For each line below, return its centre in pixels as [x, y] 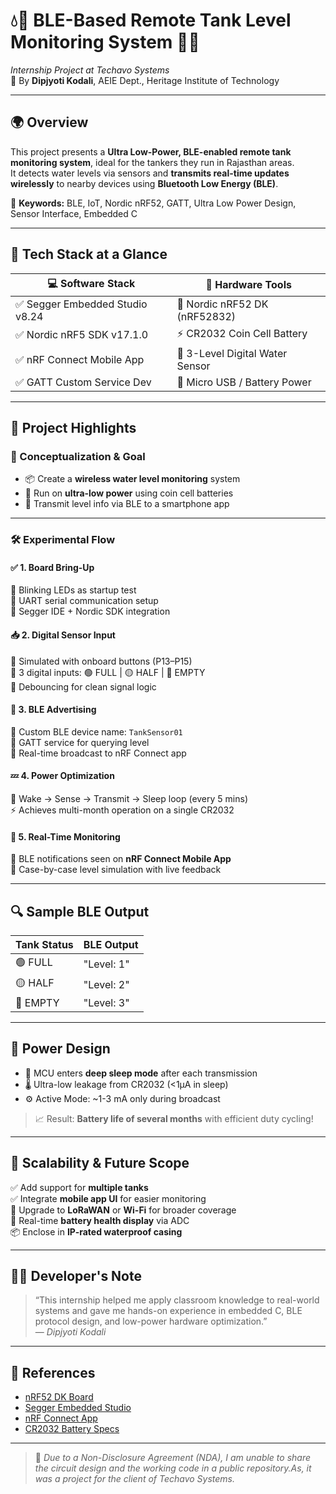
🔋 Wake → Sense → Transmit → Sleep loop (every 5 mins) [129, 798]
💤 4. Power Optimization [62, 776]
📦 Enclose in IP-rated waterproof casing [96, 1231]
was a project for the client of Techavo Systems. [135, 1479]
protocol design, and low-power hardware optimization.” [151, 1321]
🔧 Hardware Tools [248, 285]
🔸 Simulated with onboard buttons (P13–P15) [101, 661]
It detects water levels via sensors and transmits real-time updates [150, 173]
